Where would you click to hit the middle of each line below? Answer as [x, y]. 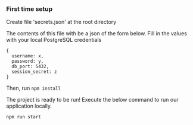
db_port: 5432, [30, 67]
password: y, [28, 62]
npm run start [24, 117]
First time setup [29, 9]
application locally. [29, 106]
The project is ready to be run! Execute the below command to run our [92, 100]
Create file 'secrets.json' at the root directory [61, 22]
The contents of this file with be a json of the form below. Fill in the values [97, 33]
